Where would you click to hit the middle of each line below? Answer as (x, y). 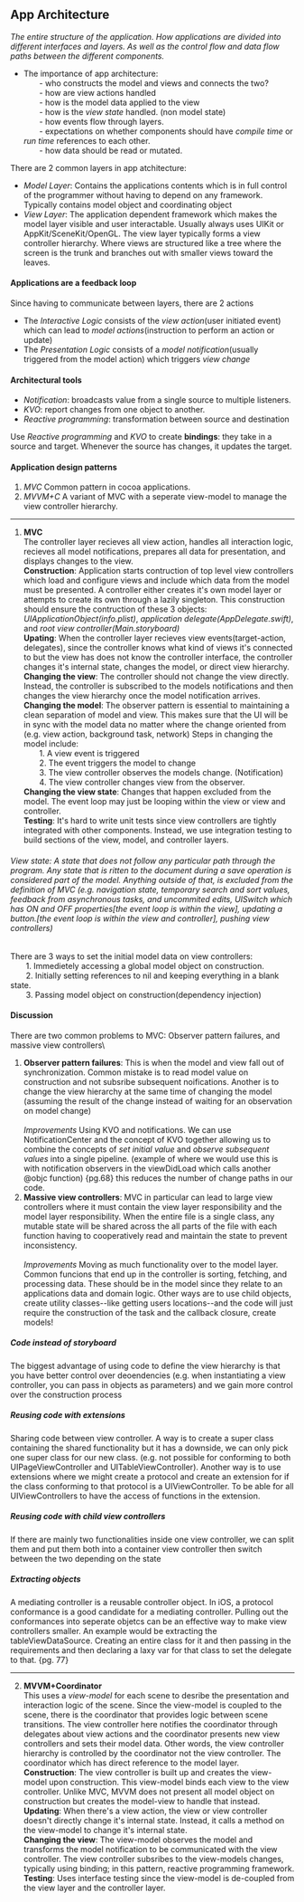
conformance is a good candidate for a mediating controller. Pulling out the (149, 1612)
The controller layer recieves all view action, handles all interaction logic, (158, 542)
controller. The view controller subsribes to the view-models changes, (153, 1859)
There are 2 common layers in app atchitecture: (99, 167)
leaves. (37, 262)
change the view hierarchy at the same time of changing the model (148, 1091)
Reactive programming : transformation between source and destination (156, 419)
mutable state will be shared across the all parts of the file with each (150, 1226)
